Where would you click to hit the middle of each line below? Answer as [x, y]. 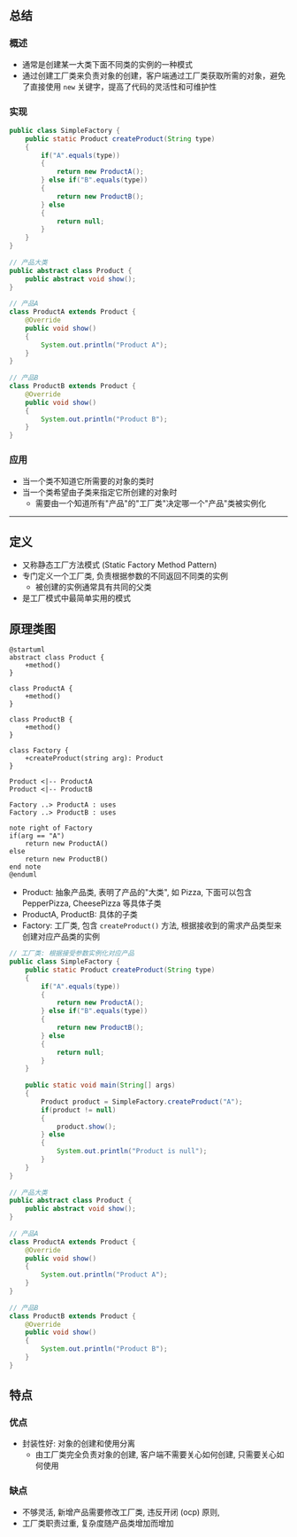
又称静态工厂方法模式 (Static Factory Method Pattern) [119, 565]
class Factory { [39, 751]
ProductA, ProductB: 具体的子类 [80, 915]
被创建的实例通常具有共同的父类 [93, 587]
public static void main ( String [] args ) [100, 1085]
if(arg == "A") [37, 836]
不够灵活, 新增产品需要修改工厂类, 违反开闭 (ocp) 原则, [121, 1512]
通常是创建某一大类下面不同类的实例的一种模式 [107, 64]
